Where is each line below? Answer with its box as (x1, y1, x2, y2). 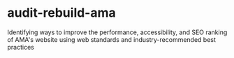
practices (7, 43, 35, 51)
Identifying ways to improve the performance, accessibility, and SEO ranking (7, 28, 228, 36)
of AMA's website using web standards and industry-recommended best (7, 35, 217, 43)
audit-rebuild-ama (7, 5, 117, 21)
